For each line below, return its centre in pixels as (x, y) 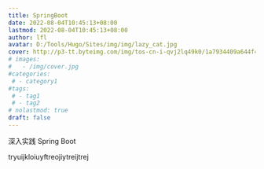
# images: (24, 60)
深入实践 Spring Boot (42, 141)
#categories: (29, 74)
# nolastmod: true (38, 111)
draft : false (29, 118)
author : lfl (27, 37)
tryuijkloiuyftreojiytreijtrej (48, 156)
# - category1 (35, 81)
